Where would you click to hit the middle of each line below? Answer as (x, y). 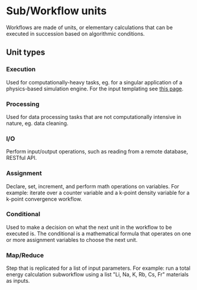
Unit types (26, 53)
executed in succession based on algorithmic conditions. (75, 33)
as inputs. (18, 281)
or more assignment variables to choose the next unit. (72, 239)
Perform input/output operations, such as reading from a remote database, (97, 152)
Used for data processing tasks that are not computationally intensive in (94, 116)
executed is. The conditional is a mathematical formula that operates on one (98, 234)
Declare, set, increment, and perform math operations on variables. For (93, 186)
